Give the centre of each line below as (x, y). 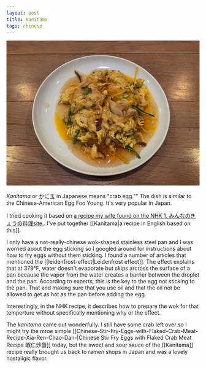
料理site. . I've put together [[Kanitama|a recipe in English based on (107, 223)
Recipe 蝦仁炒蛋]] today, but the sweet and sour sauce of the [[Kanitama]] (100, 345)
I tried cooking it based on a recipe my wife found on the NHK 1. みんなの (98, 216)
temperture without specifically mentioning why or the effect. (84, 313)
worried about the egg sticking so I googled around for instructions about (99, 249)
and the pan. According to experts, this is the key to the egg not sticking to (101, 282)
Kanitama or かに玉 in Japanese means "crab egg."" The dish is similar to (99, 196)
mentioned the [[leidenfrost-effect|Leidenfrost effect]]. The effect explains (101, 262)
